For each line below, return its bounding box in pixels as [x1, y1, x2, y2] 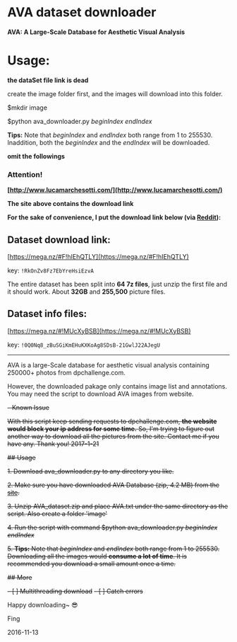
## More [7, 573, 32, 581]
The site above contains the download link [7, 200, 134, 208]
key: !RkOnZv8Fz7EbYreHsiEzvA [7, 266, 94, 275]
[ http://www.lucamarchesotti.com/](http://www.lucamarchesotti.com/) [7, 185, 223, 195]
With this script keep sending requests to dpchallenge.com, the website [7, 417, 217, 425]
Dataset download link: [7, 234, 111, 246]
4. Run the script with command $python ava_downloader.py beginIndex [7, 523, 218, 532]
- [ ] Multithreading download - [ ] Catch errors [7, 587, 143, 595]
